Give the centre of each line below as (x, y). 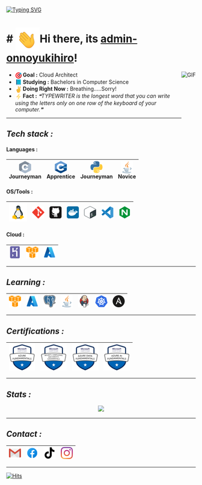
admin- (119, 39)
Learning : (26, 282)
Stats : (19, 394)
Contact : (24, 434)
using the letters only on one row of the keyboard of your (86, 103)
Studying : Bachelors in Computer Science (76, 82)
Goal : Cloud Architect (50, 75)
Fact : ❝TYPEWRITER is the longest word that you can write (96, 96)
